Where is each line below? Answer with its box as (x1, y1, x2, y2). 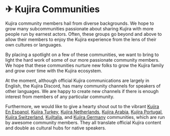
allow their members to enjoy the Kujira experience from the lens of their (5, 36, 157, 42)
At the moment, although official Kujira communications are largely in (5, 77, 150, 83)
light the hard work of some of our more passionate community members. (5, 57, 160, 63)
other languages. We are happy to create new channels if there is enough (5, 88, 159, 94)
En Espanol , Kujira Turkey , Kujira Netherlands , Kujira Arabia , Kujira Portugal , (5, 109, 163, 115)
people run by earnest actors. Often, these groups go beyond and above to (5, 31, 162, 37)
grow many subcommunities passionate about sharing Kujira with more (5, 25, 154, 31)
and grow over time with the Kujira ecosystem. (5, 67, 103, 74)
